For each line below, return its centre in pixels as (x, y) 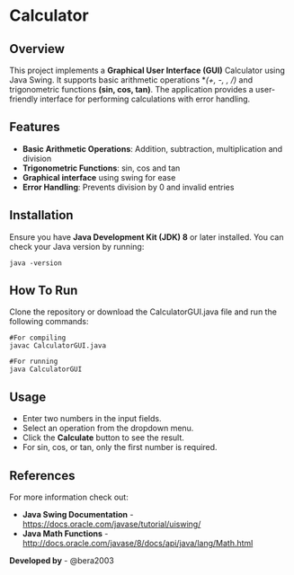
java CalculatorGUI (46, 369)
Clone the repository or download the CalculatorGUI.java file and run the (143, 312)
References (42, 476)
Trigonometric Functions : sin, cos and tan (101, 168)
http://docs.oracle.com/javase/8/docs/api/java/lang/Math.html (138, 544)
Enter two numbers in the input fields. (92, 419)
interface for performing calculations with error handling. (145, 99)
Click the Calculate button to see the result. (103, 438)
